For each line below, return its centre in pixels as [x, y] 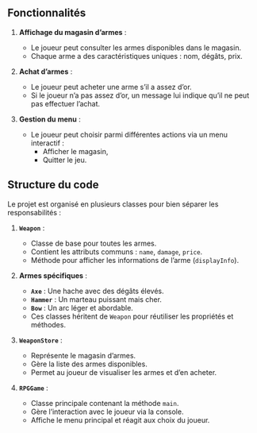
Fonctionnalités [47, 13]
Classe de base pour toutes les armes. [94, 243]
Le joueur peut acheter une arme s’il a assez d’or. [111, 87]
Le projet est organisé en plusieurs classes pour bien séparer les [113, 204]
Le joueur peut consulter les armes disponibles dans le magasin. [136, 48]
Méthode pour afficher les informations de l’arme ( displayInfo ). [135, 260]
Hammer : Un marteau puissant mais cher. [96, 299]
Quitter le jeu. [65, 160]
